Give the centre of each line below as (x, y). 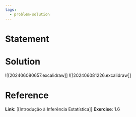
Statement (27, 39)
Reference (27, 95)
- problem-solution (30, 14)
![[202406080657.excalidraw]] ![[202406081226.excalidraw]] (68, 75)
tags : (11, 10)
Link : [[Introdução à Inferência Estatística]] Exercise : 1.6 (63, 109)
